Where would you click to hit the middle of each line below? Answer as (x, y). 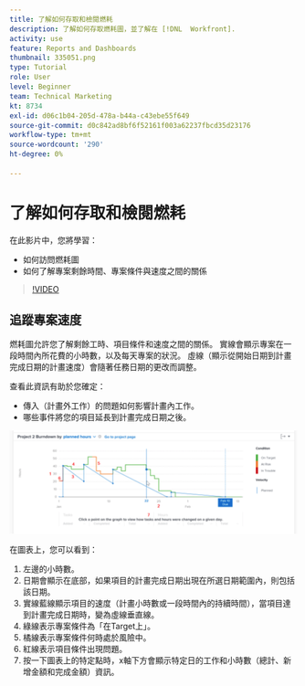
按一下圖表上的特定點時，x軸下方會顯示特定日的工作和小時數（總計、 (153, 660)
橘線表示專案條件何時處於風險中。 (87, 637)
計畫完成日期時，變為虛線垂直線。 (95, 614)
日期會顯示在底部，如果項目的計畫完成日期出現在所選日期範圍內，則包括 (158, 580)
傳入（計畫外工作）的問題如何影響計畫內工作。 (110, 406)
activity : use (37, 38)
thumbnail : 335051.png (53, 58)
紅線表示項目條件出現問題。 (75, 649)
